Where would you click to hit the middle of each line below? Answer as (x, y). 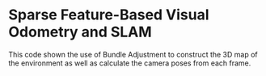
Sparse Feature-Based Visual (109, 15)
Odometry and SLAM (80, 32)
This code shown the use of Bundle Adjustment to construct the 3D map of (133, 54)
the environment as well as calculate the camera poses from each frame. (130, 63)
